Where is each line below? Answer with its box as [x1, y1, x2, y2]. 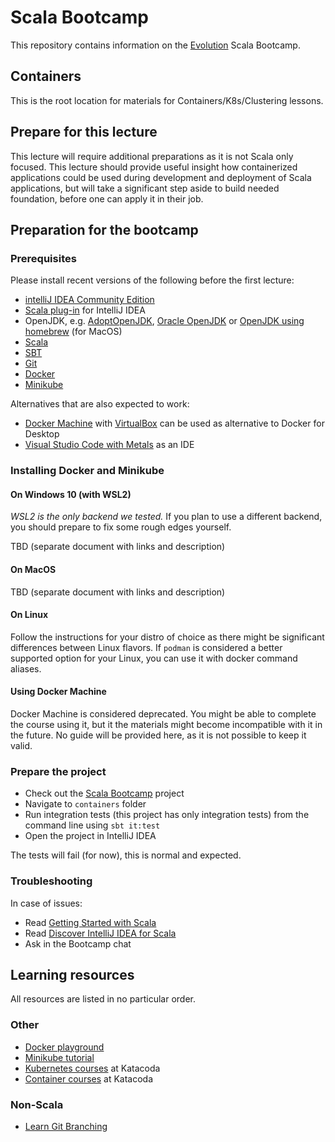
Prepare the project [10, 764, 107, 778]
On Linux [10, 609, 49, 621]
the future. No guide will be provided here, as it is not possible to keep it [10, 729, 307, 741]
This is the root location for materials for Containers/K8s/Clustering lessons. [10, 94, 324, 106]
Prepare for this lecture [10, 124, 158, 141]
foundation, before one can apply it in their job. [10, 192, 204, 205]
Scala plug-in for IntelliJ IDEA [24, 304, 146, 316]
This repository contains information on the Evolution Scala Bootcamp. [10, 39, 301, 51]
